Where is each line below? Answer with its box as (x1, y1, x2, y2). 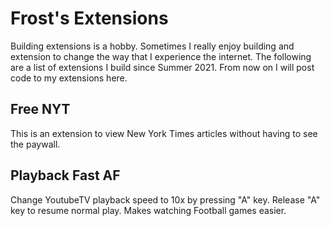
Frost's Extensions (10, 7, 169, 30)
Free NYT (10, 101, 71, 118)
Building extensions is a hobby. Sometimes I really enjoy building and (10, 40, 295, 52)
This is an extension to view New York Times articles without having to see (10, 127, 318, 139)
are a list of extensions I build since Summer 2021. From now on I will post (10, 61, 315, 73)
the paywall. (10, 138, 61, 150)
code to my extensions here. (10, 72, 128, 84)
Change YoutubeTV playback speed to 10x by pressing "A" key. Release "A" (10, 193, 321, 206)
